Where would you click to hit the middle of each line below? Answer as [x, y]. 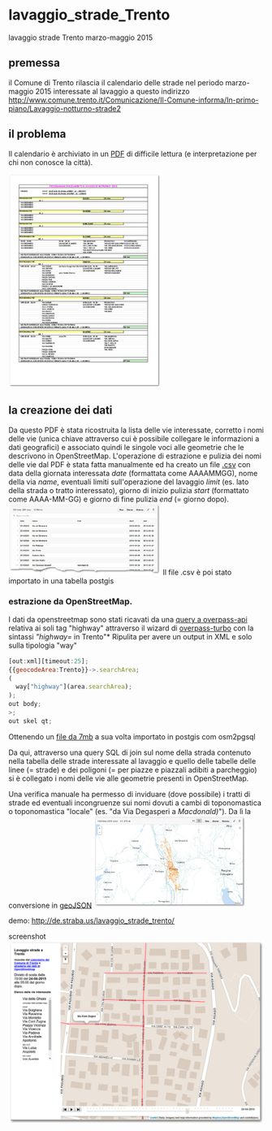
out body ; [25, 704]
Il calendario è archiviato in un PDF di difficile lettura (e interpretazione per [133, 154]
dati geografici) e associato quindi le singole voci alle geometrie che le [126, 447]
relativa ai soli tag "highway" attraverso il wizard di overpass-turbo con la [131, 628]
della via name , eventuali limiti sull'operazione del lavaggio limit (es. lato [129, 482]
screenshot [27, 937]
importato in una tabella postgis [61, 581]
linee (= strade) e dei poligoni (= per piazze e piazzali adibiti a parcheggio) [133, 769]
